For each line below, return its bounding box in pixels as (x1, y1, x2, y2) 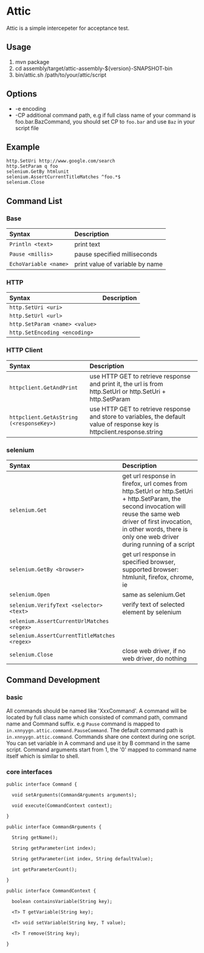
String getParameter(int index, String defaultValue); (12, 856, 154, 862)
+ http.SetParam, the (122, 494, 181, 503)
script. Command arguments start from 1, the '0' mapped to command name (6, 745, 197, 753)
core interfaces (6, 767, 53, 776)
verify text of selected (122, 600, 185, 609)
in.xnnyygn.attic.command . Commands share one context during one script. (6, 733, 196, 740)
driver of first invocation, (122, 517, 192, 526)
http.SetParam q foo (6, 163, 59, 170)
